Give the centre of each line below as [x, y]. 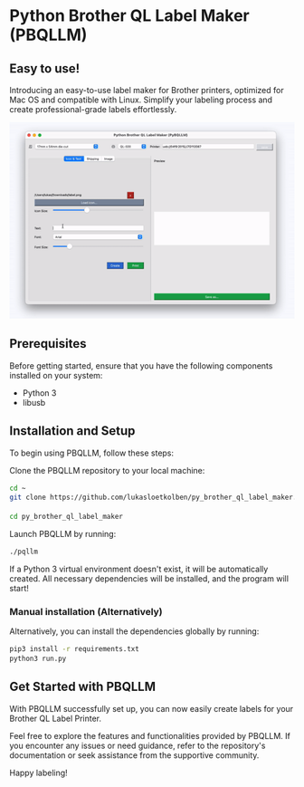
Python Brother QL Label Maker [130, 16]
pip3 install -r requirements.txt [75, 649]
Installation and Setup [72, 431]
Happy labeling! [38, 773]
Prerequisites [48, 344]
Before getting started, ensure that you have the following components [141, 365]
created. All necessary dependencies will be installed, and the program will [149, 578]
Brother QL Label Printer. [56, 718]
